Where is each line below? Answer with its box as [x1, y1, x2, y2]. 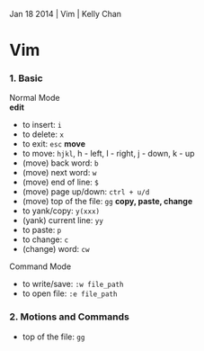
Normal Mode [9, 93, 60, 103]
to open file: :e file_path [22, 288, 118, 299]
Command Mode [9, 261, 72, 272]
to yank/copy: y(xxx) [22, 205, 101, 216]
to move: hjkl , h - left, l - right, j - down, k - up [22, 148, 195, 159]
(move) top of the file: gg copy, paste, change [22, 196, 193, 207]
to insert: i [22, 120, 62, 130]
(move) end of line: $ [22, 176, 99, 188]
